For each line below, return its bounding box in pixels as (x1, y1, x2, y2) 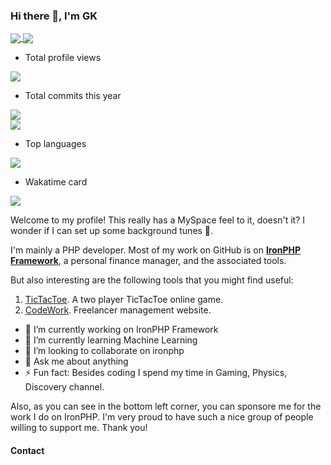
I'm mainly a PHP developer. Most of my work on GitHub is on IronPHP (10, 244, 302, 256)
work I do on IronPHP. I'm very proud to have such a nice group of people (10, 411, 314, 423)
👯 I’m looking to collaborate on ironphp (24, 345, 185, 357)
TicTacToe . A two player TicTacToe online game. (24, 294, 224, 306)
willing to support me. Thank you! (10, 422, 148, 434)
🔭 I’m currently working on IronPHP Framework (24, 324, 219, 336)
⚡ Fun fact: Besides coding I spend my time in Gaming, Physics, (24, 367, 288, 379)
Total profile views (24, 52, 102, 64)
